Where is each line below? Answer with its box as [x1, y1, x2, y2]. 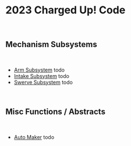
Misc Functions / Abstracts [5, 107, 106, 117]
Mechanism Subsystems [5, 40, 97, 49]
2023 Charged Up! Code [5, 3, 126, 17]
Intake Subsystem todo [13, 72, 69, 79]
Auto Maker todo [13, 133, 55, 140]
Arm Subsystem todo [13, 66, 65, 73]
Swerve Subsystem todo [13, 79, 73, 86]
